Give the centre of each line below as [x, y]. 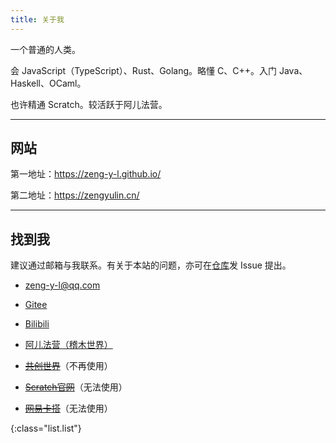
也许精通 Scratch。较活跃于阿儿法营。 [89, 104]
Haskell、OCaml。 [48, 83]
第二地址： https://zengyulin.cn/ [75, 195]
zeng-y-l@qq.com [62, 285]
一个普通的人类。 [45, 49]
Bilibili [37, 324]
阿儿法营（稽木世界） [68, 345]
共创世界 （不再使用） [68, 366]
